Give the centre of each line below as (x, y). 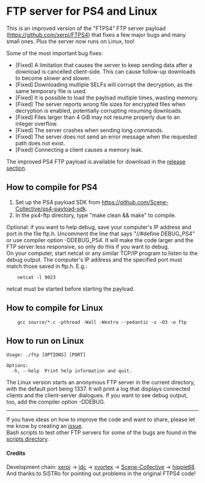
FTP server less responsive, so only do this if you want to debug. (88, 246)
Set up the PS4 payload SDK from (58, 202)
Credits (16, 453)
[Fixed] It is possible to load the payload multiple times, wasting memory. (107, 97)
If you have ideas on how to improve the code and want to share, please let (101, 420)
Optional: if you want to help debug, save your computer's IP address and (99, 227)
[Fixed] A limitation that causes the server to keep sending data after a (103, 65)
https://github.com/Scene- (135, 202)
